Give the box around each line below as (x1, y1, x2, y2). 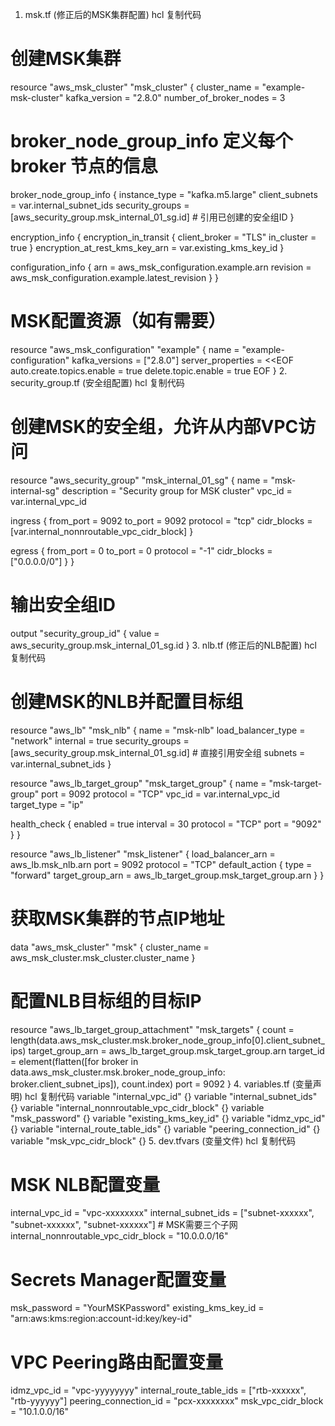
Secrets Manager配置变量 (10, 1268, 227, 1291)
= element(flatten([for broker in (10, 1055, 139, 1067)
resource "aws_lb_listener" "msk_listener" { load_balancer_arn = (10, 848, 276, 860)
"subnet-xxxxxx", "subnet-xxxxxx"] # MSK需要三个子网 (10, 1219, 238, 1231)
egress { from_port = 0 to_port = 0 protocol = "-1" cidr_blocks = (10, 544, 273, 557)
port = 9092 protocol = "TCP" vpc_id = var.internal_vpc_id (41, 788, 280, 800)
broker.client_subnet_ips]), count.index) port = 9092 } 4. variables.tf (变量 (10, 1078, 313, 1090)
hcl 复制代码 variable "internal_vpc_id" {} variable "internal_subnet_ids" (24, 1090, 318, 1102)
